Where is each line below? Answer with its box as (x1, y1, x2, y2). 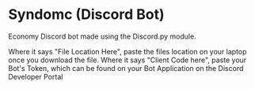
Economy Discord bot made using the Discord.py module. (8, 32, 196, 41)
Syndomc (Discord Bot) (8, 6, 165, 24)
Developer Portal (8, 72, 63, 81)
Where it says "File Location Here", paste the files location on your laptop (8, 46, 247, 56)
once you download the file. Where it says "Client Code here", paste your (8, 55, 247, 65)
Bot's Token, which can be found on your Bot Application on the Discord (8, 63, 244, 72)
